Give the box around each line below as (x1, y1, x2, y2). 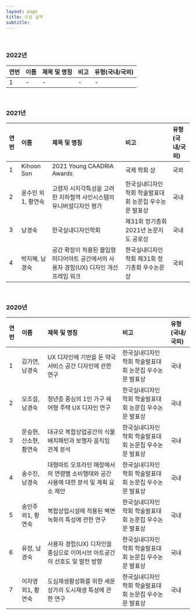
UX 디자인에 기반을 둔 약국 (47, 353, 116, 361)
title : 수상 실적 (6, 14, 44, 20)
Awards (52, 169, 73, 177)
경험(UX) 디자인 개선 (64, 263, 118, 271)
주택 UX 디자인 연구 (60, 404, 111, 412)
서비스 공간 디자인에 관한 (47, 362, 112, 370)
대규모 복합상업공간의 (47, 428, 103, 436)
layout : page (6, 8, 38, 15)
